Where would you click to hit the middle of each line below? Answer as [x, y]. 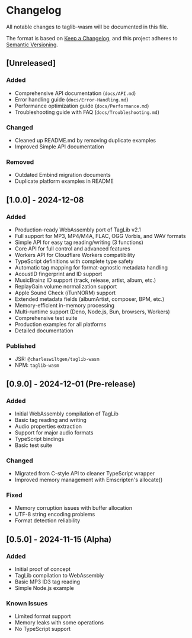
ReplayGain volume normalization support [66, 286]
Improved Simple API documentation [59, 147]
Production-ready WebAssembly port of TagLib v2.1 [78, 230]
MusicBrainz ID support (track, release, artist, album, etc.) [85, 280]
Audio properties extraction [48, 426]
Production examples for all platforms [60, 324]
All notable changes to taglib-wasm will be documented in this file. [87, 27]
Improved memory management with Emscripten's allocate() [89, 480]
